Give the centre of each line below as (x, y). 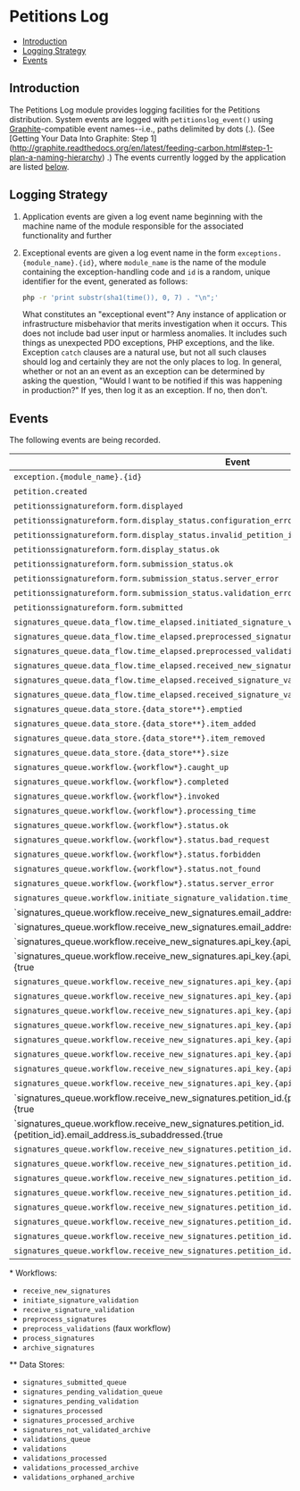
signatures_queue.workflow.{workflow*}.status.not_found (137, 869)
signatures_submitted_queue (74, 1383)
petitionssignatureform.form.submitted (98, 608)
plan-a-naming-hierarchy (56, 157)
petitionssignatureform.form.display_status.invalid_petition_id (155, 535)
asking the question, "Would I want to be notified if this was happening (152, 381)
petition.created (50, 492)
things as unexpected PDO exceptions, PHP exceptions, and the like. (148, 343)
